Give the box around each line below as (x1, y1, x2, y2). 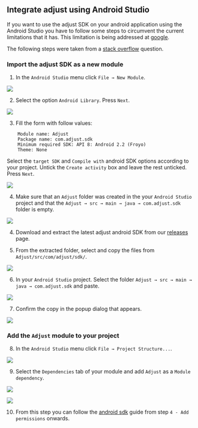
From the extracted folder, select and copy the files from (15, 247, 155, 254)
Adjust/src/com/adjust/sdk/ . (15, 253, 87, 261)
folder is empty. (15, 206, 54, 213)
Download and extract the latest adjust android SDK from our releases (15, 229, 188, 236)
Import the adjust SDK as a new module (7, 60, 124, 68)
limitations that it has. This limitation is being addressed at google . (7, 33, 170, 41)
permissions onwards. (15, 415, 70, 422)
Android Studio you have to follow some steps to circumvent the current (7, 27, 184, 34)
